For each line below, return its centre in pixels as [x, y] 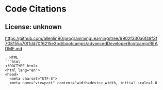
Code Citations [36, 9]
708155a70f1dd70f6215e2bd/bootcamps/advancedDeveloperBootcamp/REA [81, 44]
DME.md [14, 49]
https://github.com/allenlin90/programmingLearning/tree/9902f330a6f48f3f [81, 38]
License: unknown [33, 27]
